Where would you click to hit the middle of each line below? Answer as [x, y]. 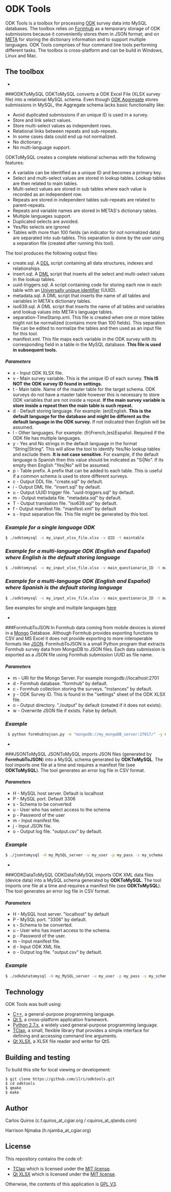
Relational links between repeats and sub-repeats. [65, 131]
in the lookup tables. [34, 279]
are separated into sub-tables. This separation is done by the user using [88, 238]
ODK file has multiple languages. [47, 438]
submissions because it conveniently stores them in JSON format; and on [82, 34]
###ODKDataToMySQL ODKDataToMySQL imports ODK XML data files [79, 875]
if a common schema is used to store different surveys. [70, 476]
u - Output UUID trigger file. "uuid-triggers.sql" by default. [74, 492]
